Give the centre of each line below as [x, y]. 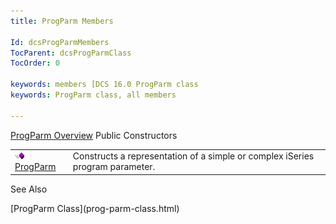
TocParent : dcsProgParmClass [71, 53]
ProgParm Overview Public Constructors [94, 135]
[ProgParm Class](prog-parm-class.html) [95, 208]
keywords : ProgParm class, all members [93, 95]
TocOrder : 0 [35, 63]
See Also [29, 189]
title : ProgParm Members [62, 21]
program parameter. [114, 167]
